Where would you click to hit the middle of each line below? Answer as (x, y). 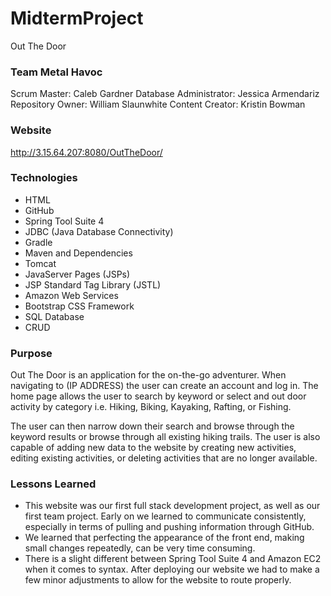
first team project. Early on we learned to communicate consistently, (165, 516)
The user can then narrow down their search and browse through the (152, 426)
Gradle (38, 242)
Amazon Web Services (71, 295)
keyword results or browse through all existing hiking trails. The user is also (165, 437)
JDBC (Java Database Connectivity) (99, 231)
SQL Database (54, 316)
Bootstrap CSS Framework (79, 306)
